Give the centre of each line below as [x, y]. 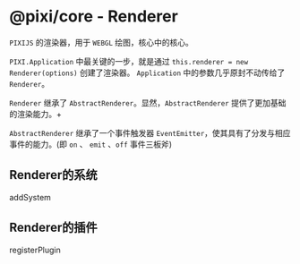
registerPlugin [35, 250]
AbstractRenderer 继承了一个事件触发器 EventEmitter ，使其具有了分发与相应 [150, 132]
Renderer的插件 [53, 228]
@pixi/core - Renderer [94, 17]
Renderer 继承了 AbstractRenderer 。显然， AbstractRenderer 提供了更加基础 [148, 102]
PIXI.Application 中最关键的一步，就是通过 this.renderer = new [129, 61]
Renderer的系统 [53, 175]
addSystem [30, 197]
